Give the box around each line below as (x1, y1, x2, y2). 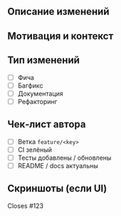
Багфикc (17, 81, 44, 90)
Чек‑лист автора (7, 118, 86, 130)
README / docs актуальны (17, 161, 98, 170)
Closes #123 (7, 201, 44, 210)
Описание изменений (7, 6, 110, 18)
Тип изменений (7, 54, 80, 66)
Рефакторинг (17, 97, 58, 106)
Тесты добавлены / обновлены (17, 153, 112, 162)
